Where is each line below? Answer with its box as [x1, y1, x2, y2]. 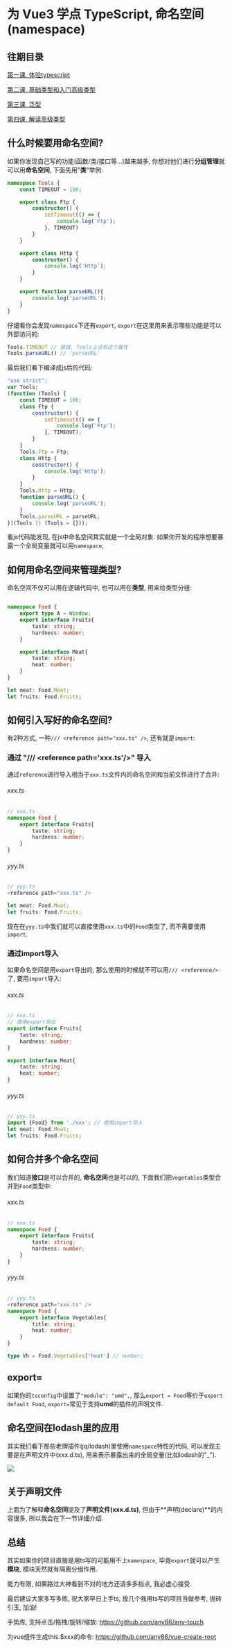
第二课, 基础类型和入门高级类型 [7, 85, 96, 94]
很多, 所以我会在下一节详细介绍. [12, 1514, 104, 1522]
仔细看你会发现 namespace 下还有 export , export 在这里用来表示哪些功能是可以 [7, 321, 222, 329]
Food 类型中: [19, 1182, 52, 1190]
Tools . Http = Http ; [19, 487, 76, 494]
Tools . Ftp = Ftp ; [19, 448, 70, 455]
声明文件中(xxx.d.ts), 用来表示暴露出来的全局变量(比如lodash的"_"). [25, 1450, 217, 1459]
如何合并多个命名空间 [7, 1153, 98, 1165]
